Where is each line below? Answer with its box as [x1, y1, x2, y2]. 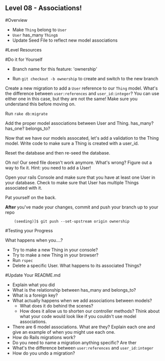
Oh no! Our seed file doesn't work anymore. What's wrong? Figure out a [5, 159, 152, 165]
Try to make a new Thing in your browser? [12, 252, 99, 258]
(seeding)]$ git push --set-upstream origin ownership [14, 219, 130, 224]
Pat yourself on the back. [5, 194, 56, 200]
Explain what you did [12, 282, 55, 288]
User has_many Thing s [12, 32, 58, 38]
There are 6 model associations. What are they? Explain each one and [12, 324, 155, 330]
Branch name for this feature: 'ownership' [12, 66, 98, 72]
